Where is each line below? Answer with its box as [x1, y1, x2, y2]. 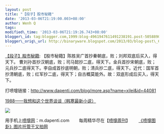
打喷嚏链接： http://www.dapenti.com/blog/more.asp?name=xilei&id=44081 [5, 87, 156, 93]
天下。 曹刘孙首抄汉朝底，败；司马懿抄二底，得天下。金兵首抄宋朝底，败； [5, 59, 156, 65]
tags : [5, 25, 16, 30]
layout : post [5, 7, 32, 12]
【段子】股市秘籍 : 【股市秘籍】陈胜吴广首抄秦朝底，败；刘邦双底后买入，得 [5, 53, 157, 58]
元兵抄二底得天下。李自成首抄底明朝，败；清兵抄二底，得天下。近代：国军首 [5, 65, 159, 71]
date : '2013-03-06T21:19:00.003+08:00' [5, 16, 86, 21]
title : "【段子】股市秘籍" [5, 12, 54, 17]
